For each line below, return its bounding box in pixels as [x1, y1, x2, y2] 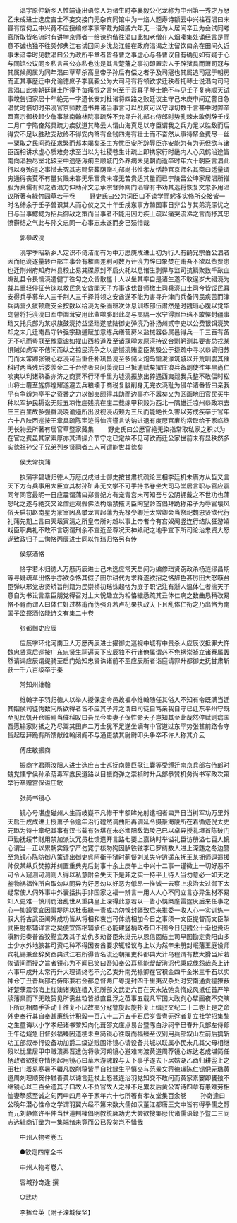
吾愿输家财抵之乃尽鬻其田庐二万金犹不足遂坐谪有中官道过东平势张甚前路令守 [7, 722, 230, 730]
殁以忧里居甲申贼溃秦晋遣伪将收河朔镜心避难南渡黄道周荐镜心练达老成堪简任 [7, 1047, 230, 1055]
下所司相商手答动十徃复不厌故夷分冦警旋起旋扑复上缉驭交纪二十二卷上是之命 [7, 1003, 230, 1011]
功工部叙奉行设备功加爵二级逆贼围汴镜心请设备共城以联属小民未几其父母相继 [7, 1038, 230, 1046]
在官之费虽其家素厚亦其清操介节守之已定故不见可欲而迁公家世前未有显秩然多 [7, 434, 230, 442]
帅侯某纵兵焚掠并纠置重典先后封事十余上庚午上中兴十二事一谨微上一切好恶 [7, 862, 224, 870]
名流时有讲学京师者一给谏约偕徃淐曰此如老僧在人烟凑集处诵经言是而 [31, 33, 230, 41]
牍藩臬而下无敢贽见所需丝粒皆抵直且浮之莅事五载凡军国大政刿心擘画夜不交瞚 [7, 994, 230, 1002]
